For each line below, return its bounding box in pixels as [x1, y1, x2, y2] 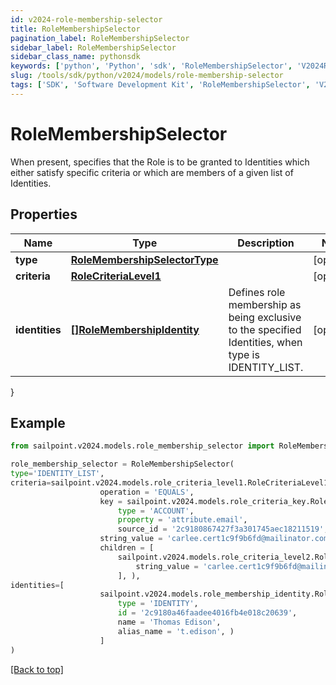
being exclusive [228, 310, 302, 324]
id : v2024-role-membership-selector [10, 14, 163, 25]
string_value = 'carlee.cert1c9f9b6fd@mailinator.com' [99, 534, 333, 544]
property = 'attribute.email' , [117, 515, 248, 525]
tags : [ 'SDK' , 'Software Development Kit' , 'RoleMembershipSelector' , [10, 80, 311, 90]
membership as [228, 297, 302, 311]
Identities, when [228, 335, 303, 349]
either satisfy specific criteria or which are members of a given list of [10, 166, 294, 178]
